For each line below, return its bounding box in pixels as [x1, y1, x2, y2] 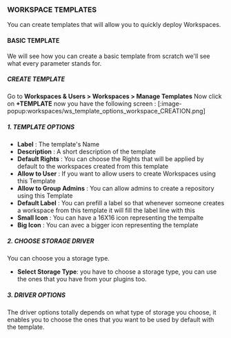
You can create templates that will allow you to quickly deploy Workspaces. [7, 21, 221, 29]
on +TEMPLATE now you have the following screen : [7, 100, 157, 108]
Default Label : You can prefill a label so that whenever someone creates [17, 199, 225, 207]
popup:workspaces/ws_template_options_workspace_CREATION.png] [7, 107, 205, 115]
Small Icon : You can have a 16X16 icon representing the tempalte [17, 214, 204, 222]
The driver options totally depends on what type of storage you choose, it [7, 308, 217, 317]
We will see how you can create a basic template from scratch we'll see [7, 52, 210, 60]
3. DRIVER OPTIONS [7, 291, 66, 299]
